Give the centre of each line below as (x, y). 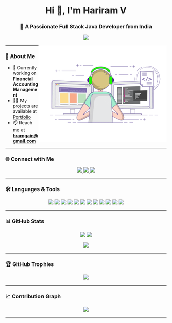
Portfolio (22, 117)
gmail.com (24, 141)
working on (25, 73)
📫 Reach (23, 122)
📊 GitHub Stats (25, 221)
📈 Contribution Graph (33, 296)
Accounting (25, 84)
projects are (25, 106)
